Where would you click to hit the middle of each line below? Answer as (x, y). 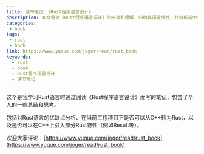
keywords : (19, 57)
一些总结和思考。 (38, 105)
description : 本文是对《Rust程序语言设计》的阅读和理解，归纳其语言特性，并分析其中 (102, 18)
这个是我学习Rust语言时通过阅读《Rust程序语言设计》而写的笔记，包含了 (97, 97)
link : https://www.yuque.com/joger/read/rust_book (72, 51)
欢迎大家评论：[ (26, 138)
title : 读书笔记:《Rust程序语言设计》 (50, 12)
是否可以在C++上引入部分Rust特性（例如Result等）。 (77, 125)
